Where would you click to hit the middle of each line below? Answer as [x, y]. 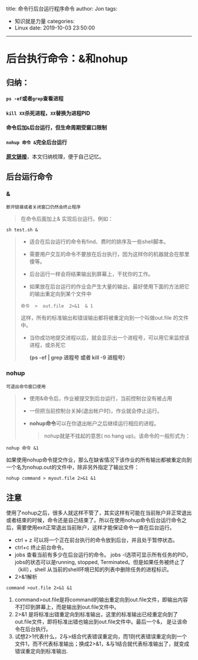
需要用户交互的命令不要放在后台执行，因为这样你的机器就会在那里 [109, 254]
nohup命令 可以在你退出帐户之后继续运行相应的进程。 [94, 423]
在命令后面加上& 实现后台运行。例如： [67, 219]
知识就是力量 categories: [44, 21]
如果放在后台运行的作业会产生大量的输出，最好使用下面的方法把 [107, 287]
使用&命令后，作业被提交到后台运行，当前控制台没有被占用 [101, 398]
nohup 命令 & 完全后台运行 [37, 142]
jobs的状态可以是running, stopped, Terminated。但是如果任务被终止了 [100, 562]
